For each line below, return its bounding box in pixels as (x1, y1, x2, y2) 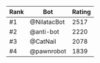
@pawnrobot (29, 47, 66, 55)
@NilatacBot (29, 18, 65, 26)
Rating (71, 8, 91, 16)
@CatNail (29, 37, 57, 46)
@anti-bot (29, 28, 59, 35)
